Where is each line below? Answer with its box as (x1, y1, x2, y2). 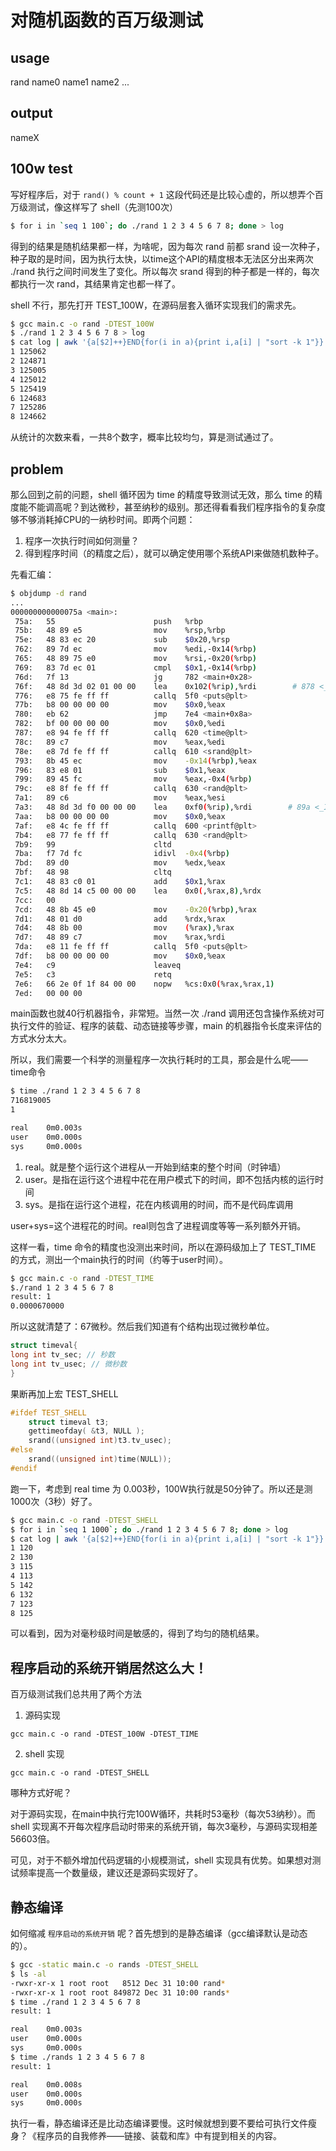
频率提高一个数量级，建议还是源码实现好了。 (18, 1867, 203, 1879)
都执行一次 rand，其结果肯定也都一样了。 (10, 277, 181, 290)
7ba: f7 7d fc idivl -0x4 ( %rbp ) (14, 849, 230, 859)
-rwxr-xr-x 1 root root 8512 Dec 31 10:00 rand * (10, 1978, 226, 1988)
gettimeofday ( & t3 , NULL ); (28, 1426, 145, 1436)
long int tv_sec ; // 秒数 (10, 1350, 116, 1360)
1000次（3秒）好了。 (10, 1495, 98, 1507)
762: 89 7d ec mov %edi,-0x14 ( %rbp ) (14, 644, 257, 655)
